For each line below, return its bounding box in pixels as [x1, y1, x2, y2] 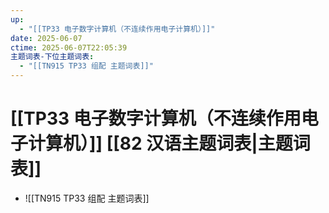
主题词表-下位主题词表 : [10, 52, 95, 62]
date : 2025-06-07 [10, 33, 83, 43]
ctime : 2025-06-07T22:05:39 [10, 42, 128, 53]
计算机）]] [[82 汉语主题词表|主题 [28, 132, 293, 155]
